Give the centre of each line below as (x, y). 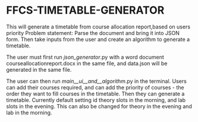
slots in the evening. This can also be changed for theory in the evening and (99, 106)
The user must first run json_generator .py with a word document (85, 57)
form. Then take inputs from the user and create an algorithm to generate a (98, 39)
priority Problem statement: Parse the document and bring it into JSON (93, 33)
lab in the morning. (29, 113)
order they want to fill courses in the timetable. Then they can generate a (95, 94)
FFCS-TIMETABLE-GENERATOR (85, 10)
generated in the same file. (39, 69)
